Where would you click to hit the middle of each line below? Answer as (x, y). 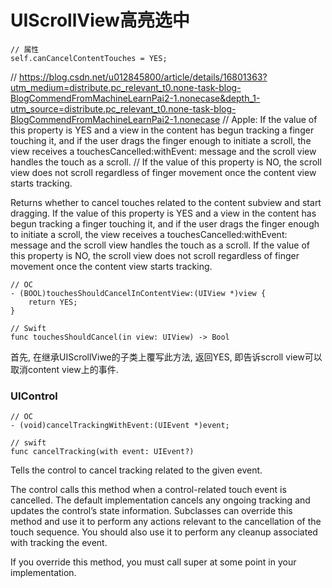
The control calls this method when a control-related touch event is (148, 490)
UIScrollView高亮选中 (100, 20)
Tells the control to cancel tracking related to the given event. (136, 470)
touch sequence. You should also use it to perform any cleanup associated (164, 532)
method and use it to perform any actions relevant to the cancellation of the (166, 522)
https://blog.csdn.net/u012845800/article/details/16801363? (143, 77)
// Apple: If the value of (270, 119)
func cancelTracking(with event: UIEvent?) (102, 452)
